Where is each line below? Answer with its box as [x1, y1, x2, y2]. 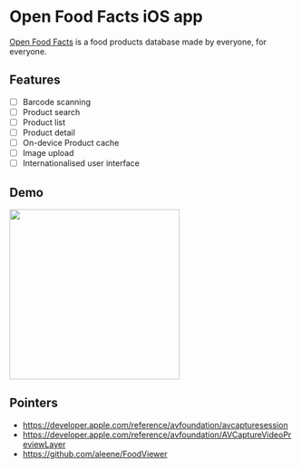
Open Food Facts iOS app [9, 6, 203, 27]
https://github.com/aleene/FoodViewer [22, 448, 168, 459]
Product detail [22, 127, 75, 138]
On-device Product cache [22, 138, 120, 148]
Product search [22, 106, 81, 117]
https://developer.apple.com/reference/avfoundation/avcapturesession [22, 419, 288, 430]
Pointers [9, 395, 59, 411]
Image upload [22, 148, 74, 159]
